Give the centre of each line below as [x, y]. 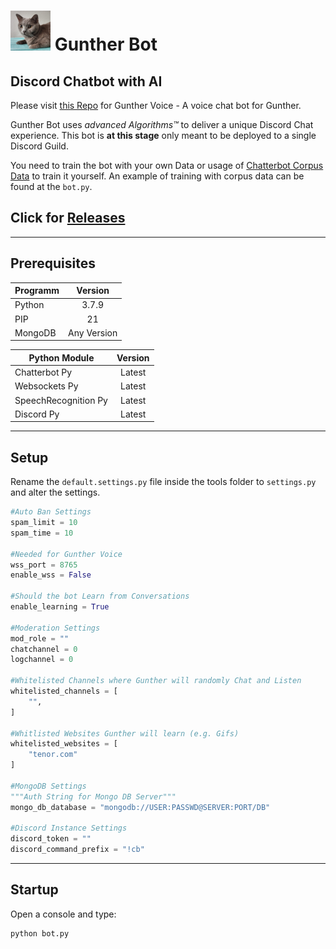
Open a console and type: [63, 914]
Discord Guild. [39, 146]
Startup [34, 890]
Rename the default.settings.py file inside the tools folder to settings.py [163, 482]
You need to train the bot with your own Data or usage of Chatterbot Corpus [167, 165]
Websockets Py [46, 386]
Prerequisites [53, 263]
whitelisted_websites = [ [64, 744]
